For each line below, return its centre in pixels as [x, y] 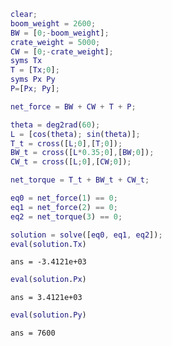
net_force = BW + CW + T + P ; [73, 106]
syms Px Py [33, 80]
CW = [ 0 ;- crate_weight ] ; [62, 51]
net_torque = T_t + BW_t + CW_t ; [80, 180]
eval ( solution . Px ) [48, 280]
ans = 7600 [33, 333]
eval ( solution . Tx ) [48, 244]
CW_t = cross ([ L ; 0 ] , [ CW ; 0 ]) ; [71, 162]
